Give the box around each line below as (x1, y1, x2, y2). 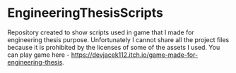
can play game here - (7, 51, 70, 59)
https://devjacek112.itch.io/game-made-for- (71, 51, 199, 59)
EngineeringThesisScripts (7, 5, 164, 21)
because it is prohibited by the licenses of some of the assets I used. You (7, 43, 220, 51)
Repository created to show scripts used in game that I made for (7, 28, 194, 36)
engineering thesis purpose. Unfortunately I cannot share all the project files (7, 35, 230, 44)
